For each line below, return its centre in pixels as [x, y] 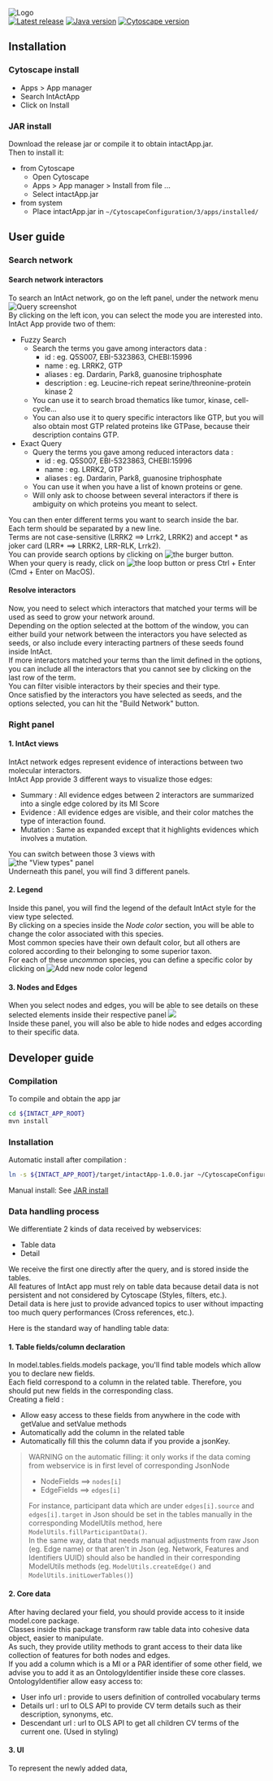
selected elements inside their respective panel [87, 1015]
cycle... [44, 409]
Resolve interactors [42, 590]
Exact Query [41, 443]
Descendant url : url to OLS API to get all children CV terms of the [130, 1722]
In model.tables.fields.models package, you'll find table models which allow [135, 1365]
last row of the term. [42, 677]
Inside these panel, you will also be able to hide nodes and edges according [135, 1024]
